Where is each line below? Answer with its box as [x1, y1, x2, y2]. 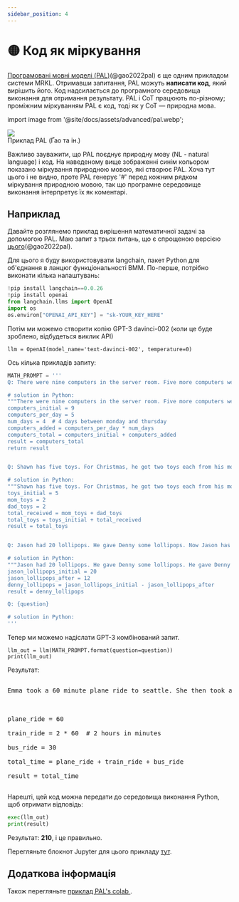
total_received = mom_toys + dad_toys [7, 509, 122, 517]
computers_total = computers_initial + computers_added [7, 431, 176, 438]
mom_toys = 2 [7, 496, 46, 503]
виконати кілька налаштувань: [7, 271, 100, 280]
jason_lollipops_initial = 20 [7, 568, 97, 575]
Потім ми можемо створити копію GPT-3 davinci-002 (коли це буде [7, 324, 213, 333]
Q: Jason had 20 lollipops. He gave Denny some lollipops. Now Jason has [7, 542, 231, 549]
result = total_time [7, 772, 80, 780]
